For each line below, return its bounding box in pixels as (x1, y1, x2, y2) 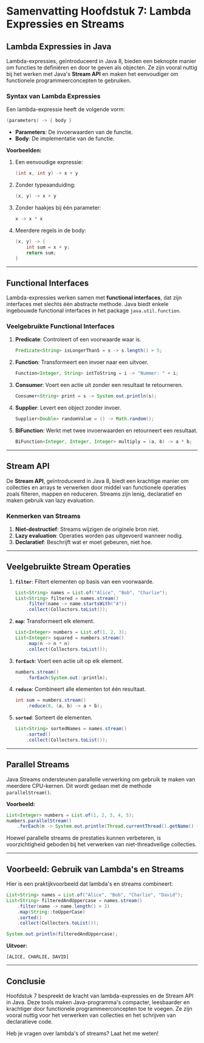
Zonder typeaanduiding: (15, 181, 76, 189)
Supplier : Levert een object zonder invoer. (15, 404, 121, 411)
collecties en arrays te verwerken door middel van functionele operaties (6, 484, 186, 491)
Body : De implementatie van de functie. (15, 135, 115, 142)
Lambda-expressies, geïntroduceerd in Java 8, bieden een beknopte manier (6, 58, 197, 64)
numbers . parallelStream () (6, 818, 72, 824)
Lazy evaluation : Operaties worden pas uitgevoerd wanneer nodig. (15, 532, 183, 539)
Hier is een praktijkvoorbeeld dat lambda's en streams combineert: (6, 880, 173, 887)
